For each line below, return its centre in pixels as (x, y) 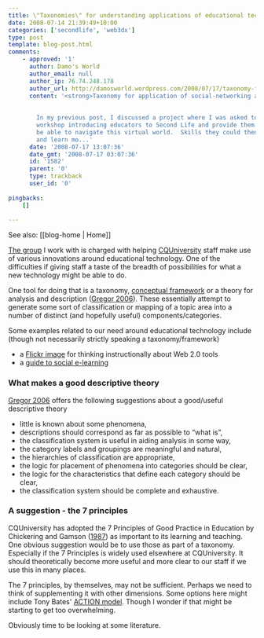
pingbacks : (26, 198)
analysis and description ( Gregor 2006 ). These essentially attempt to (120, 299)
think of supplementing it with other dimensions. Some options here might (128, 593)
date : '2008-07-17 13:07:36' (77, 147)
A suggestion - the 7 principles (68, 511)
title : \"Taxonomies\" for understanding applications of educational (126, 15)
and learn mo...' (64, 139)
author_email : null (60, 74)
